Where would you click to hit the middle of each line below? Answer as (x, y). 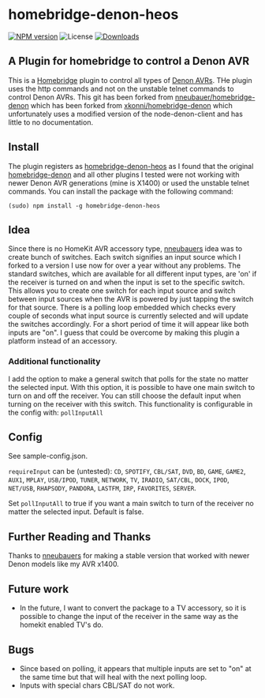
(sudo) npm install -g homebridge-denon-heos (84, 206)
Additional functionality (54, 362)
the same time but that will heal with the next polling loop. (113, 677)
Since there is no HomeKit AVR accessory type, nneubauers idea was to (125, 249)
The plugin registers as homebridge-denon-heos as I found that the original (131, 166)
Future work (39, 589)
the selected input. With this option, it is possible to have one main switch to (131, 387)
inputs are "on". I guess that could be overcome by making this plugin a (124, 332)
